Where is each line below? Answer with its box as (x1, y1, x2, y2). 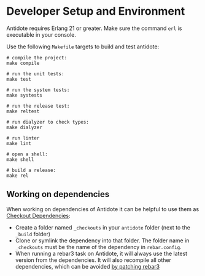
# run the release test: (6, 103, 70, 109)
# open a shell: (6, 151, 48, 157)
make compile (6, 60, 40, 66)
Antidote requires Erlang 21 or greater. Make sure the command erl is (6, 24, 182, 32)
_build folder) (15, 230, 51, 237)
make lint (6, 140, 32, 146)
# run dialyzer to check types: (6, 119, 89, 125)
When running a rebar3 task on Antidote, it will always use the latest (15, 250, 188, 257)
